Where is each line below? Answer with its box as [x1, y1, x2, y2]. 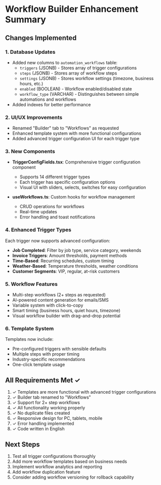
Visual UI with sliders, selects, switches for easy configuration [19, 184, 146, 191]
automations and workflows [19, 96, 77, 102]
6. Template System [5, 325, 54, 332]
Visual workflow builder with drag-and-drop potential [12, 313, 121, 319]
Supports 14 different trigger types [19, 174, 90, 180]
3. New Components [5, 148, 55, 155]
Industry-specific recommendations [12, 357, 85, 363]
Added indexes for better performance [12, 101, 91, 107]
